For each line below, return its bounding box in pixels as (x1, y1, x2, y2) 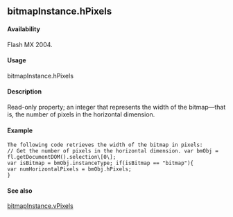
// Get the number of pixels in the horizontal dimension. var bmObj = (7, 148, 218, 155)
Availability (7, 24, 40, 33)
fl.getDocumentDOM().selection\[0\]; (7, 154, 116, 161)
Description (7, 87, 42, 96)
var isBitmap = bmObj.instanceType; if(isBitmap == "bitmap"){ (7, 159, 194, 167)
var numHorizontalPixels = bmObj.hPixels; (7, 166, 132, 173)
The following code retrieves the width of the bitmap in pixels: (7, 141, 203, 148)
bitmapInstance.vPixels (7, 202, 74, 210)
